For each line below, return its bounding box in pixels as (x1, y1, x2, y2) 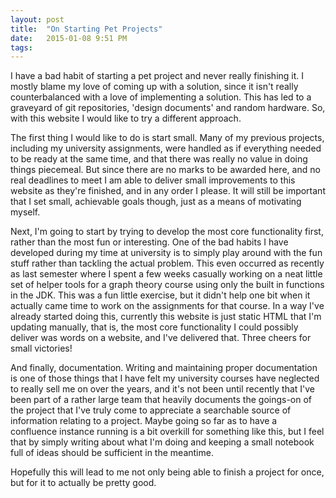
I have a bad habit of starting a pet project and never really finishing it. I (10, 70, 305, 82)
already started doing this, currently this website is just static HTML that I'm (10, 311, 322, 323)
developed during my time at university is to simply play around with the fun (10, 247, 323, 259)
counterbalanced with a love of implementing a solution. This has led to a (10, 91, 312, 103)
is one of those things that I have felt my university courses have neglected (10, 372, 320, 385)
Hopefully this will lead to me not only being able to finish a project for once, (10, 466, 325, 478)
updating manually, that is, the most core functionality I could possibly (10, 321, 299, 333)
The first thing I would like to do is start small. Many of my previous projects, (10, 132, 325, 144)
